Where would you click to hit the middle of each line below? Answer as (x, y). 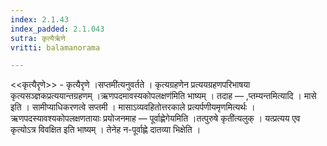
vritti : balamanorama (55, 47)
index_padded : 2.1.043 (57, 29)
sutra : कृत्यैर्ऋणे (38, 38)
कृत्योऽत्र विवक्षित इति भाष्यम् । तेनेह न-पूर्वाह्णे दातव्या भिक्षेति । (106, 130)
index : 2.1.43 (40, 19)
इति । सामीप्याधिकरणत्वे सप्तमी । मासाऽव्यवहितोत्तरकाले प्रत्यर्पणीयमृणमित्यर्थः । (133, 107)
